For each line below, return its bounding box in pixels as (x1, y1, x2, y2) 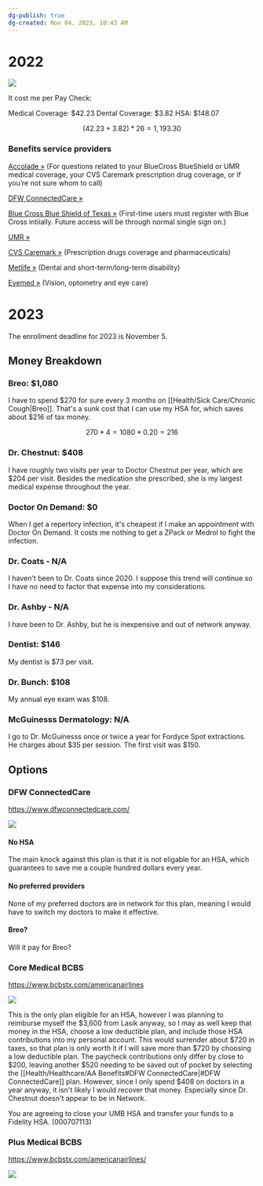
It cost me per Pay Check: (8, 94, 92, 103)
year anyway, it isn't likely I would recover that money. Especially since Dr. (8, 1085, 248, 1095)
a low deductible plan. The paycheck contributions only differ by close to (8, 1052, 244, 1062)
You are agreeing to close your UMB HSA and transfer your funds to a (8, 1109, 234, 1118)
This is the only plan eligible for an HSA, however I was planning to (8, 1010, 224, 1019)
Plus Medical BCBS (8, 1136, 82, 1147)
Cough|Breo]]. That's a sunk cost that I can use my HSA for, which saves (8, 404, 243, 414)
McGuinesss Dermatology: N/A (8, 714, 130, 725)
